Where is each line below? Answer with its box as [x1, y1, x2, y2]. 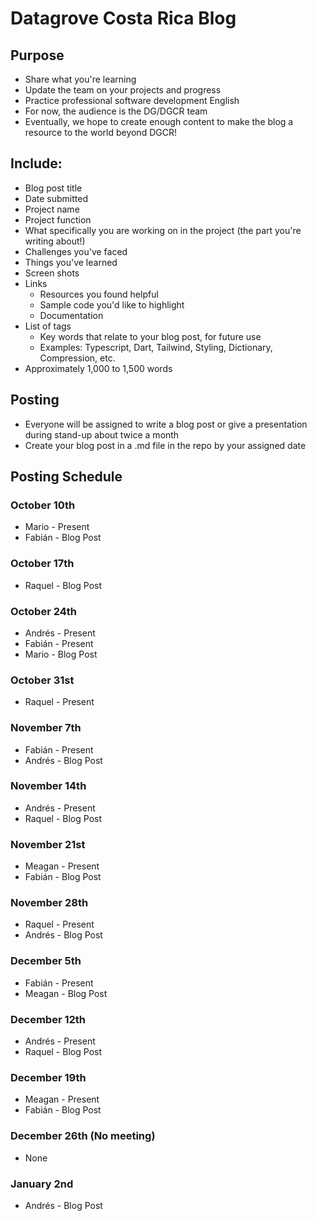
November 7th [10, 721, 82, 735]
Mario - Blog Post [24, 648, 98, 660]
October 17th [10, 557, 75, 571]
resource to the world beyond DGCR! [24, 127, 177, 138]
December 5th [10, 954, 82, 968]
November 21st [10, 837, 86, 851]
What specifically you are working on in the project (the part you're [24, 224, 302, 236]
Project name [24, 203, 80, 215]
